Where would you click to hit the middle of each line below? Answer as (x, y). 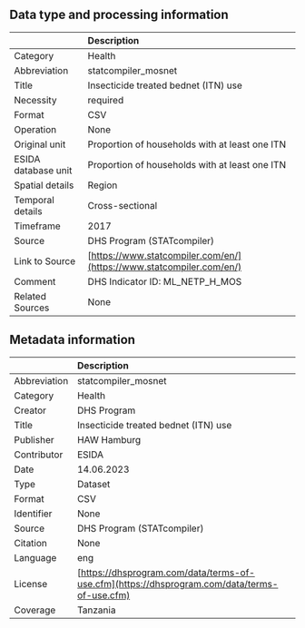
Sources (32, 308)
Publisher (34, 439)
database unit (43, 170)
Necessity (35, 100)
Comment (35, 281)
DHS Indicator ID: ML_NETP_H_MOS (165, 281)
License (31, 584)
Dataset (93, 484)
